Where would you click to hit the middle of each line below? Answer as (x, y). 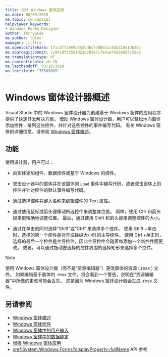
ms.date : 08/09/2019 (27, 15)
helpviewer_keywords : (28, 24)
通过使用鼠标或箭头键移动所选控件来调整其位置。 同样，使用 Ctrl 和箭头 (87, 211)
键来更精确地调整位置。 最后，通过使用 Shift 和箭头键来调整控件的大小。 (88, 217)
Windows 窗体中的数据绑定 (41, 336)
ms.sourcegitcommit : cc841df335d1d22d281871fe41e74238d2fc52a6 (73, 52)
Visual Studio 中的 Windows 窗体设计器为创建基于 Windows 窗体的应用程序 (83, 112)
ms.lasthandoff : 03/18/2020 (35, 66)
